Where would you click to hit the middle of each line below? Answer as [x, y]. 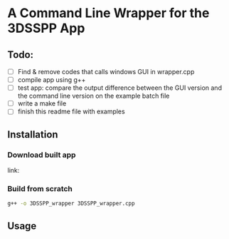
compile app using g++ [52, 80]
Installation [33, 134]
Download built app [42, 155]
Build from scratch [40, 188]
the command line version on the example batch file [94, 96]
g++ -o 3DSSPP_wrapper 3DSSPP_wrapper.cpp [71, 204]
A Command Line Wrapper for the [108, 13]
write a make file [42, 103]
